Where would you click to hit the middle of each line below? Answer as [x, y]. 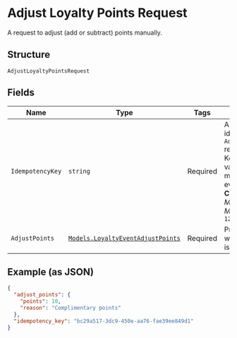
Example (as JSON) [50, 272]
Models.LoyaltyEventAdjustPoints [124, 238]
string [79, 171]
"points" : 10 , [41, 301]
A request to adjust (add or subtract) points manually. [85, 32]
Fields [21, 93]
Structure [29, 55]
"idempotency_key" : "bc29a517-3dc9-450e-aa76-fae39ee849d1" [104, 321]
